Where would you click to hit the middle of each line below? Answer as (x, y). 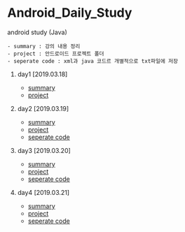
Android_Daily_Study (70, 13)
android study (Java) (37, 32)
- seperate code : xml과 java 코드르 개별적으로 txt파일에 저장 (93, 61)
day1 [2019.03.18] (42, 74)
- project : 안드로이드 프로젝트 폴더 (56, 54)
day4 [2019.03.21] (43, 192)
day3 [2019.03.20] (44, 150)
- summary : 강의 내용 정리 (44, 46)
